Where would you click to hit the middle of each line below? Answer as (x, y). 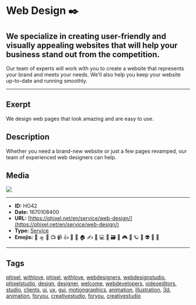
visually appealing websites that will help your (92, 45)
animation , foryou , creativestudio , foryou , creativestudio (73, 296)
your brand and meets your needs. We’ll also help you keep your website (93, 75)
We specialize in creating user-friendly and (86, 36)
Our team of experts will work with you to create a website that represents (95, 68)
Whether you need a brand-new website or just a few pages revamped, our (97, 151)
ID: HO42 (26, 206)
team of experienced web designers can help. (61, 157)
